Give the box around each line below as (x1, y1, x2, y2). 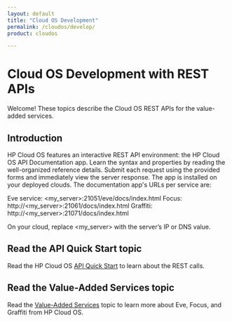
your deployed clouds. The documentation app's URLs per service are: (7, 180, 212, 189)
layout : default (7, 10, 55, 18)
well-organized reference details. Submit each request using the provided (7, 166, 221, 174)
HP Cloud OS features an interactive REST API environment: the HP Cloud (7, 151, 220, 159)
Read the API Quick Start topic (7, 243, 142, 255)
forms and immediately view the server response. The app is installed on (7, 173, 217, 181)
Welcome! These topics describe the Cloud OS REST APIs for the (7, 105, 195, 113)
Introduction (7, 132, 63, 144)
